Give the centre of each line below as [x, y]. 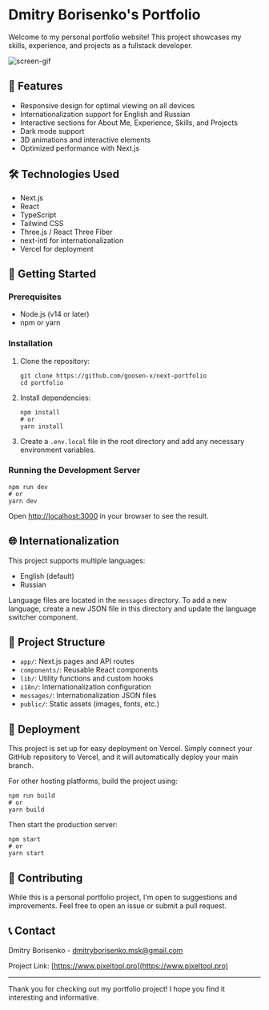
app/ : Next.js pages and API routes [77, 661]
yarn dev [23, 501]
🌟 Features [36, 86]
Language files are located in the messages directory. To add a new [117, 600]
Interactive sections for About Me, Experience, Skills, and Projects [129, 123]
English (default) [47, 576]
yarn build [26, 810]
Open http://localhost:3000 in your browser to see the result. [109, 515]
